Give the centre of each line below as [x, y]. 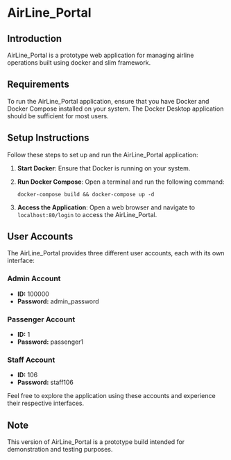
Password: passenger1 [50, 342]
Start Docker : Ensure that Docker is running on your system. [104, 168]
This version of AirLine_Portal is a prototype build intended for [96, 442]
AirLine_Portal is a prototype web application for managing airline [101, 55]
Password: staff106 [45, 382]
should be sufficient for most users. [58, 116]
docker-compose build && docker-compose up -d [86, 194]
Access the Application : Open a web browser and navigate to [106, 207]
